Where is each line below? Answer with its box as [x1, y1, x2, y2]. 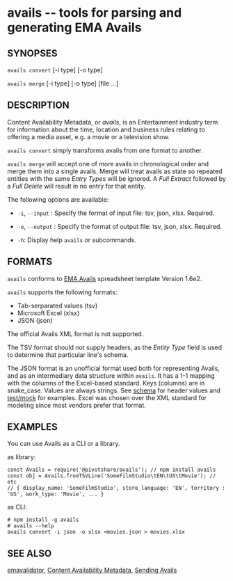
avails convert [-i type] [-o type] [7, 66, 103, 74]
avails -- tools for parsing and [7, 5, 182, 21]
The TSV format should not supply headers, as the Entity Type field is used [7, 343, 223, 351]
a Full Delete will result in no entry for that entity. [7, 182, 146, 190]
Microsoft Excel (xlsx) [17, 308, 80, 317]
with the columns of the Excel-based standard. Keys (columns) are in [7, 379, 205, 387]
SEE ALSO [7, 548, 52, 559]
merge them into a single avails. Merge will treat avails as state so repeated [7, 167, 223, 175]
